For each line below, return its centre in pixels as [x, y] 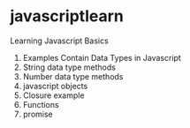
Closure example [53, 95]
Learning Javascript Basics [59, 41]
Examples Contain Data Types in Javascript [102, 57]
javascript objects [55, 86]
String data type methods [69, 67]
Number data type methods [73, 76]
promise [38, 114]
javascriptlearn [67, 16]
